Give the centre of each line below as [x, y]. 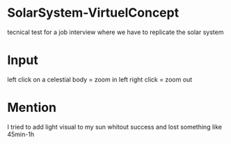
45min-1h [21, 134]
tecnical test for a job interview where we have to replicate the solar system [115, 32]
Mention [32, 107]
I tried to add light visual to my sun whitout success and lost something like [115, 127]
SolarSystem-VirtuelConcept [93, 13]
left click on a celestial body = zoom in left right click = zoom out [100, 79]
